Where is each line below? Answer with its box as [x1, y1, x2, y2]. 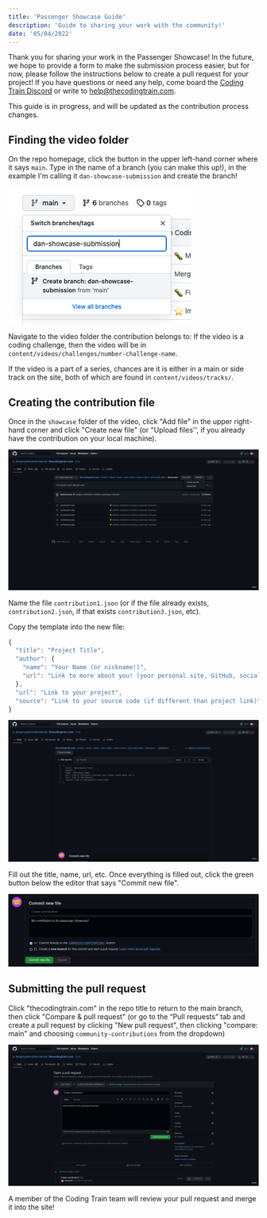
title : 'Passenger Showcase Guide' [8, 13, 126, 21]
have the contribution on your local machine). [8, 434, 157, 443]
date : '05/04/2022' [8, 29, 73, 37]
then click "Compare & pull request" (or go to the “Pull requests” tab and [8, 1011, 246, 1021]
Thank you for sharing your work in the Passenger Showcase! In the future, [8, 53, 254, 62]
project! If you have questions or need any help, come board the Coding [8, 78, 244, 88]
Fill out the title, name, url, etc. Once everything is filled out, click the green [8, 870, 254, 879]
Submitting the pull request [8, 983, 146, 996]
